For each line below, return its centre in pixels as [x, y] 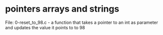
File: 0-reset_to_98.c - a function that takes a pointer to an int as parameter [82, 22]
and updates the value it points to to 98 [45, 27]
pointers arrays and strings [62, 9]
